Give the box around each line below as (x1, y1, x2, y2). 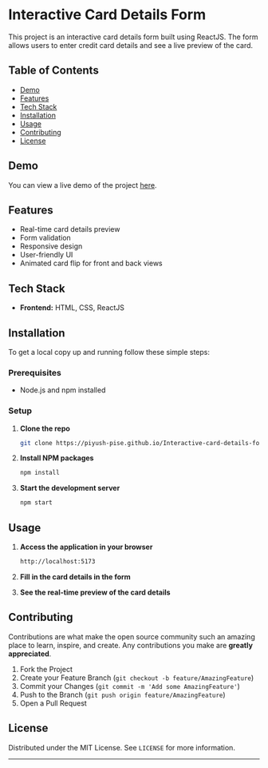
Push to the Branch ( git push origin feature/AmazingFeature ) (19, 690, 226, 699)
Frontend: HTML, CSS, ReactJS (19, 303, 125, 312)
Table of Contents (8, 64, 100, 78)
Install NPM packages (19, 453, 94, 463)
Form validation (19, 233, 72, 243)
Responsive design (19, 241, 83, 251)
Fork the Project (19, 664, 73, 674)
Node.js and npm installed (19, 385, 106, 395)
